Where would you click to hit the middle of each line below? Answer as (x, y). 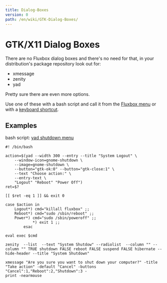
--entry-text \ (30, 178)
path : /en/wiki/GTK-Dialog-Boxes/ (42, 19)
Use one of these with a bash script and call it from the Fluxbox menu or (81, 104)
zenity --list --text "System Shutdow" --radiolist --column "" (78, 245)
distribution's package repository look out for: (53, 64)
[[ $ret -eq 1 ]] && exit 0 (35, 196)
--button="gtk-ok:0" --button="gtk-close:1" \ (64, 169)
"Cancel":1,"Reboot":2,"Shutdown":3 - (46, 271)
